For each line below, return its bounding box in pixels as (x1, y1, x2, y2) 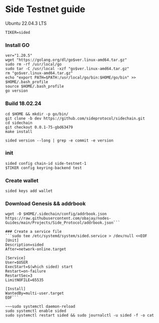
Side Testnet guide (5, 4, 86, 15)
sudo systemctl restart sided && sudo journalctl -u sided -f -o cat (5, 313, 154, 318)
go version (5, 88, 28, 94)
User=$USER (5, 260, 28, 265)
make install (5, 129, 33, 134)
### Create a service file (5, 229, 62, 234)
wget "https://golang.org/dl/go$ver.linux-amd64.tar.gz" (5, 57, 127, 62)
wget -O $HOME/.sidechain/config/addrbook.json (5, 212, 107, 217)
